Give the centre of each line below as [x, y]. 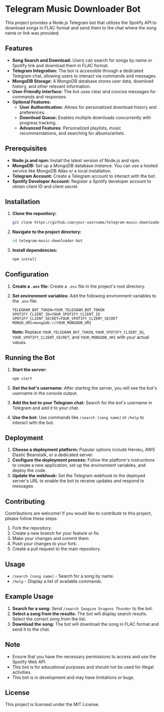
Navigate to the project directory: [47, 232]
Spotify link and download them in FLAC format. [60, 65]
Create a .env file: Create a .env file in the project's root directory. [79, 286]
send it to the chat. [31, 629]
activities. [22, 672]
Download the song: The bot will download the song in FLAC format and [85, 624]
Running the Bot [30, 358]
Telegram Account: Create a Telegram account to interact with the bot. [84, 176]
